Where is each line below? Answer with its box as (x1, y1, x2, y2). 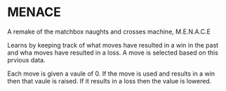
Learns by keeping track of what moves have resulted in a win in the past (7, 41, 219, 49)
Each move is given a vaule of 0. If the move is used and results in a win (7, 69, 215, 78)
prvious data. (7, 55, 46, 64)
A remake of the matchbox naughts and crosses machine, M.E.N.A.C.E (7, 27, 211, 36)
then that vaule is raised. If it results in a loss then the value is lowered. (7, 76, 212, 85)
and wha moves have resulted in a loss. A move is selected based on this (7, 48, 219, 57)
